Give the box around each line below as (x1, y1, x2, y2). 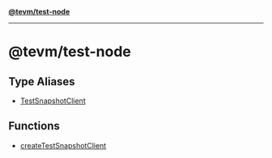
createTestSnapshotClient (19, 140, 107, 150)
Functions (8, 119, 61, 133)
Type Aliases (8, 74, 75, 88)
